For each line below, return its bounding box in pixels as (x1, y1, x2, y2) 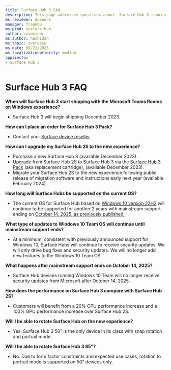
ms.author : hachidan (5, 36, 49, 41)
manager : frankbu (5, 21, 42, 27)
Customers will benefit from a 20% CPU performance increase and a (12, 303, 157, 309)
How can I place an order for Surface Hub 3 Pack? (5, 124, 112, 130)
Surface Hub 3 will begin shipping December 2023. (12, 114, 121, 120)
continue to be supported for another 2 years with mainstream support (12, 206, 161, 212)
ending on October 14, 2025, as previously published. (12, 211, 125, 217)
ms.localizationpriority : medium (5, 50, 76, 55)
